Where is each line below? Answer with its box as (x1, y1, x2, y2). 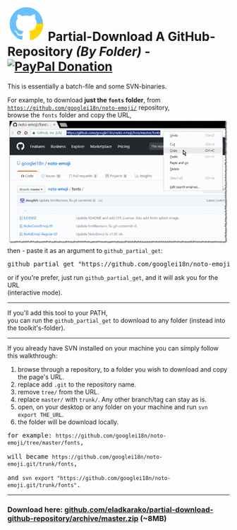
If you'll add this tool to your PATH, (7, 309, 108, 317)
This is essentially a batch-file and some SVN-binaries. (7, 82, 167, 90)
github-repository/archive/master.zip (7, 514, 139, 524)
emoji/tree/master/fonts (7, 440, 80, 447)
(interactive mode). (7, 288, 63, 297)
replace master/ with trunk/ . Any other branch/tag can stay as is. (17, 395, 207, 404)
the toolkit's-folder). (7, 324, 66, 332)
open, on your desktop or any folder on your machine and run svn (17, 403, 208, 411)
